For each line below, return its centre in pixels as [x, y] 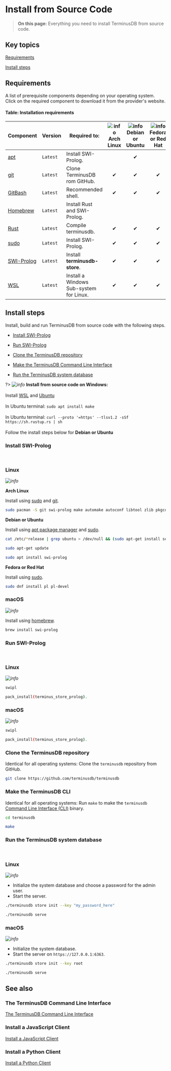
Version [52, 135]
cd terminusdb [20, 817]
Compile [76, 225]
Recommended [84, 189]
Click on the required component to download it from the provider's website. [85, 101]
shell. [72, 196]
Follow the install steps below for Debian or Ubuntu [59, 432]
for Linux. [77, 294]
